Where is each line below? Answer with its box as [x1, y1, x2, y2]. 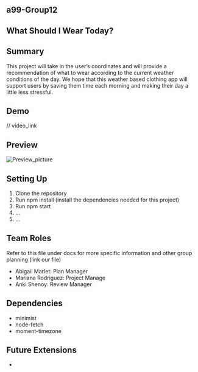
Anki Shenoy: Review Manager [15, 280, 93, 288]
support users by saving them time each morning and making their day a [6, 82, 189, 89]
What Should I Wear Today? [6, 26, 114, 36]
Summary [6, 46, 44, 57]
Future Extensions [6, 345, 77, 356]
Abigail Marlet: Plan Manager [15, 267, 88, 275]
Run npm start [15, 203, 51, 210]
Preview [6, 139, 38, 150]
